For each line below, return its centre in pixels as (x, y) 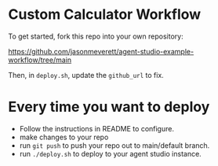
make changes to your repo (64, 137)
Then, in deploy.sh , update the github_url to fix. (86, 75)
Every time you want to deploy (109, 107)
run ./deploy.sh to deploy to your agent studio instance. (110, 153)
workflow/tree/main (40, 60)
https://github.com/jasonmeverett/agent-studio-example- (101, 51)
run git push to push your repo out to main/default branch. (114, 145)
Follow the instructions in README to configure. (97, 128)
